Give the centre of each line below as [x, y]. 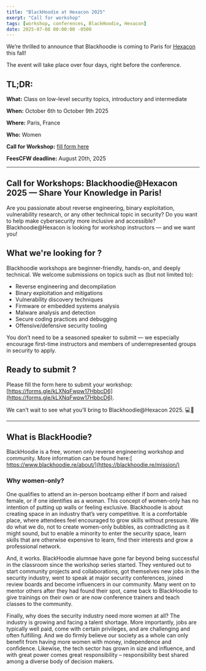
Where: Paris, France [33, 123]
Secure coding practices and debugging [66, 319]
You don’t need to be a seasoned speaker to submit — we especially [93, 337]
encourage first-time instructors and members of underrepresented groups [101, 343]
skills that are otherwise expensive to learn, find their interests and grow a [100, 540]
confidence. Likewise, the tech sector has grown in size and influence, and [101, 648]
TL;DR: [20, 84]
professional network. [34, 546]
